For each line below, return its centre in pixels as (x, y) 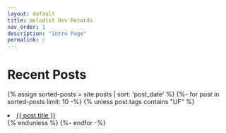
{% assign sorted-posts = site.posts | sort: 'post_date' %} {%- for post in (113, 94)
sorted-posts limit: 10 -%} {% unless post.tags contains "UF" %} (101, 102)
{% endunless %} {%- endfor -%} (56, 123)
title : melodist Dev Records (50, 20)
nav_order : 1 (26, 27)
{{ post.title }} (36, 115)
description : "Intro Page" (47, 33)
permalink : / (26, 40)
